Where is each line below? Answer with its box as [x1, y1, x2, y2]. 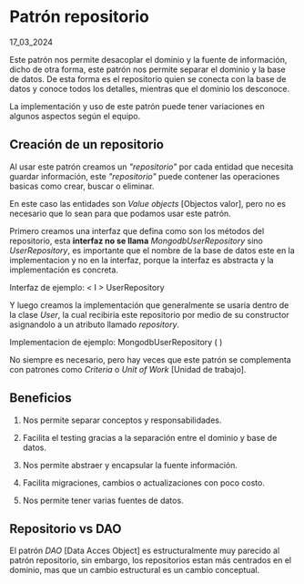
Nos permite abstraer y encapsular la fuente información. [22, 459, 238, 470]
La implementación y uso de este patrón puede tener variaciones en [9, 100, 266, 111]
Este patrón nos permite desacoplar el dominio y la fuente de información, [9, 54, 288, 65]
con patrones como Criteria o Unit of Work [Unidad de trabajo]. [9, 364, 247, 374]
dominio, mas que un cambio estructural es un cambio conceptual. [9, 565, 260, 576]
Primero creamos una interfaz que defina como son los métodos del [9, 225, 265, 236]
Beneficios [9, 390, 72, 406]
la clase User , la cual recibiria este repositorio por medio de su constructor [9, 309, 289, 320]
